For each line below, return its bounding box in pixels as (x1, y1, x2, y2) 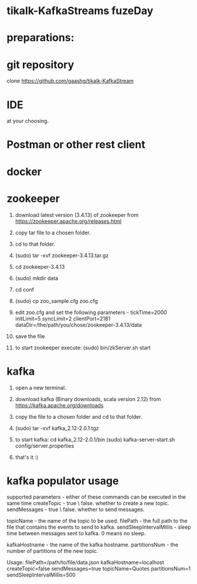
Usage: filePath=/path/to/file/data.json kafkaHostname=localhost (6, 559, 165, 566)
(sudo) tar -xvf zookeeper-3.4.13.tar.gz (15, 252, 109, 259)
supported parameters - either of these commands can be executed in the (6, 493, 186, 500)
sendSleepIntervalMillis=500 (6, 572, 76, 579)
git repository (6, 58, 74, 71)
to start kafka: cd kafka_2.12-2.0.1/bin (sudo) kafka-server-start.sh (15, 436, 175, 443)
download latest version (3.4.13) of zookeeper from (15, 211, 139, 218)
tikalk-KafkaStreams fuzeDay (6, 4, 154, 18)
